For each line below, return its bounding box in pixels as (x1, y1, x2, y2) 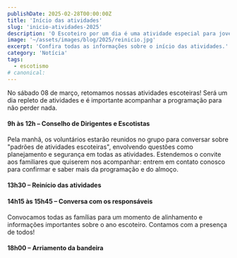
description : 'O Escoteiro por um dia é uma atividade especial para (7, 30, 217, 37)
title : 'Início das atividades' (7, 17, 102, 24)
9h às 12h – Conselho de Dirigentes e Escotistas (7, 120, 150, 128)
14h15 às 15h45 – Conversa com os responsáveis (7, 197, 153, 205)
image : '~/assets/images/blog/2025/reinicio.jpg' (7, 37, 157, 44)
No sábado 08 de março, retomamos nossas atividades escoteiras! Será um (7, 89, 228, 97)
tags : (7, 56, 23, 63)
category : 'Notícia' (7, 50, 68, 57)
